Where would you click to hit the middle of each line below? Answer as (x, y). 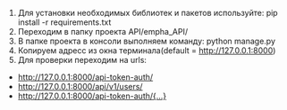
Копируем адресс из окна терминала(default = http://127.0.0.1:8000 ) (147, 51)
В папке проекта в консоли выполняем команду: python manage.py (146, 41)
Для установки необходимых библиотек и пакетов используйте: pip (148, 13)
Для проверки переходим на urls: (82, 60)
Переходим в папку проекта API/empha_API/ (103, 31)
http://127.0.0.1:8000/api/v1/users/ (80, 86)
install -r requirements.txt (64, 22)
